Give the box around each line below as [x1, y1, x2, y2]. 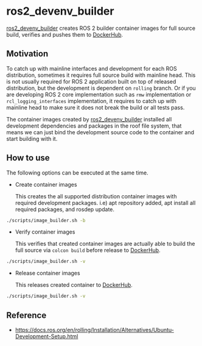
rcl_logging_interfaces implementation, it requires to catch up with [6, 97, 176, 104]
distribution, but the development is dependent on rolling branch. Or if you [6, 84, 196, 92]
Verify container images [15, 228, 75, 236]
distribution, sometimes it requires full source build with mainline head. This [6, 71, 196, 79]
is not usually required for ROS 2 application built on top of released [6, 77, 176, 85]
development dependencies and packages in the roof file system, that [6, 122, 182, 129]
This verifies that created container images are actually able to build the [15, 240, 195, 248]
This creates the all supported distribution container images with [15, 192, 177, 200]
